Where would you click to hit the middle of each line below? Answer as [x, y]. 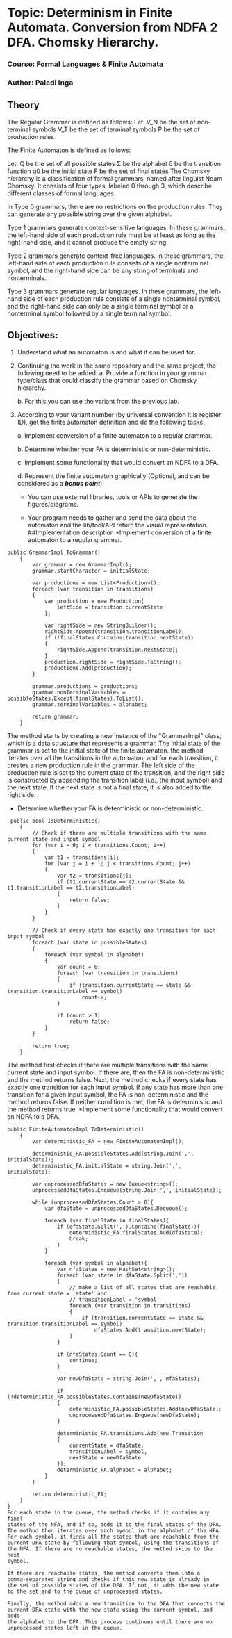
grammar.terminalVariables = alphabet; [90, 704]
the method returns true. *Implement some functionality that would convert [115, 1109]
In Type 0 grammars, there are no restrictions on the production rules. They [115, 206]
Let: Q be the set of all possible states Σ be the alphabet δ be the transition [114, 163]
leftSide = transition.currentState [110, 607]
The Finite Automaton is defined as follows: [69, 150]
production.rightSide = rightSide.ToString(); [113, 662]
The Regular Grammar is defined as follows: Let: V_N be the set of [101, 122]
